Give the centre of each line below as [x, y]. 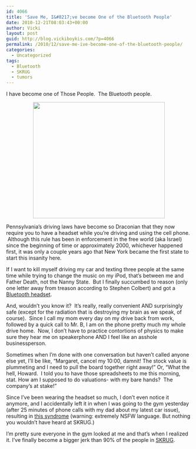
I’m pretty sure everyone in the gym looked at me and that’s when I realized [97, 434]
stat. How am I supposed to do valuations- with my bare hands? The [89, 380]
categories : [21, 50]
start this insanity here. [34, 258]
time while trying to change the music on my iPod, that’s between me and [95, 276]
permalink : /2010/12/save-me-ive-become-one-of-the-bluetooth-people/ [94, 45]
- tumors [22, 77]
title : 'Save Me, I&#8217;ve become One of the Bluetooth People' [89, 17]
